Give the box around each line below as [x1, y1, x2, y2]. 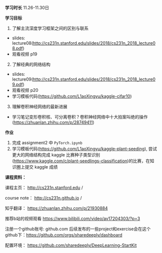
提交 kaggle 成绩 [25, 164, 58, 169]
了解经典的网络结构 [12, 62, 51, 67]
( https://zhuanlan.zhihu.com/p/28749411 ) [12, 119, 95, 125]
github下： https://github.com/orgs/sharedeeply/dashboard [5, 232, 122, 237]
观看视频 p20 [12, 87, 39, 93]
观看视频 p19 [12, 51, 38, 57]
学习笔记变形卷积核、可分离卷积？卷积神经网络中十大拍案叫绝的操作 [12, 114, 148, 119]
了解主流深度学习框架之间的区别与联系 [12, 25, 88, 31]
